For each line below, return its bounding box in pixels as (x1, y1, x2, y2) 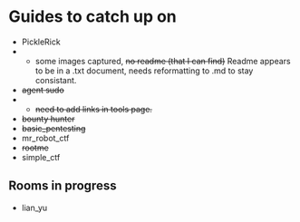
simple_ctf (21, 151, 61, 162)
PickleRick (21, 36, 61, 47)
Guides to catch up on (8, 6, 178, 27)
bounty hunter (21, 113, 75, 124)
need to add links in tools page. (34, 103, 153, 114)
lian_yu (21, 202, 48, 213)
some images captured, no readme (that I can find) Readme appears (34, 55, 291, 66)
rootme (21, 142, 49, 153)
